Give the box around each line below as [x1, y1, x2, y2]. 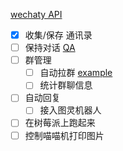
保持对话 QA [24, 42, 76, 54]
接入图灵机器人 [39, 104, 102, 116]
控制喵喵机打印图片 [24, 129, 105, 141]
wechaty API [10, 9, 63, 20]
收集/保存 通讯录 [24, 29, 93, 41]
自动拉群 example [39, 67, 113, 79]
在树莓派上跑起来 [24, 117, 96, 129]
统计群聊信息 [39, 79, 93, 91]
